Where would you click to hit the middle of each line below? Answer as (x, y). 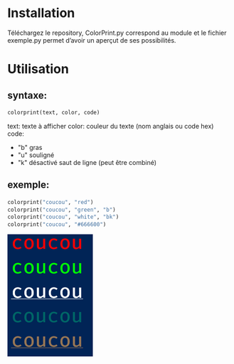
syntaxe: (27, 95)
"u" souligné (36, 155)
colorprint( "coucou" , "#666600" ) (57, 225)
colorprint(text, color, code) (54, 112)
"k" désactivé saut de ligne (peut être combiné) (87, 162)
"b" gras (30, 147)
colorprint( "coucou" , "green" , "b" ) (62, 210)
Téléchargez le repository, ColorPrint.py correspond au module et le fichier (117, 33)
